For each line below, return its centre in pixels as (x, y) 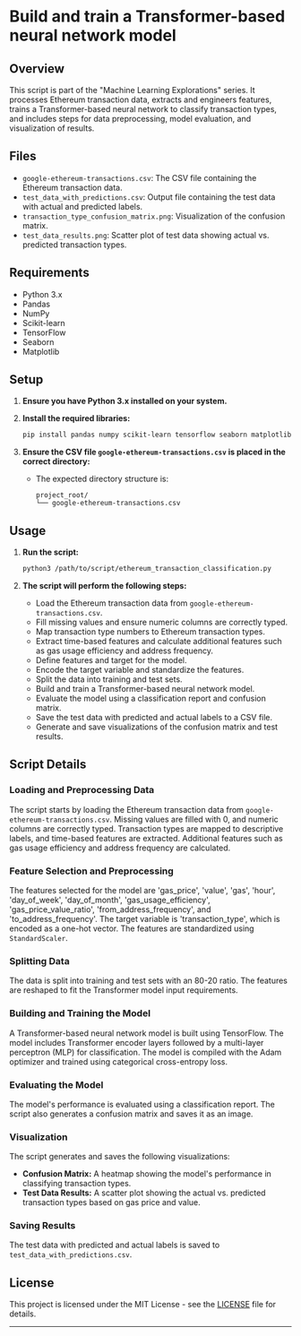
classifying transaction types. (77, 1184)
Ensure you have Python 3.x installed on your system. (125, 401)
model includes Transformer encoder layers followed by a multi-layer (137, 1042)
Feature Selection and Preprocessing (92, 871)
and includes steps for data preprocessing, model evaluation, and (130, 119)
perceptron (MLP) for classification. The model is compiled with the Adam (146, 1052)
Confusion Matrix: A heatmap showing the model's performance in (146, 1174)
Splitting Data (39, 961)
